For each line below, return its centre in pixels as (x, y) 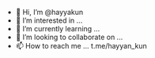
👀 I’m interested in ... (49, 20)
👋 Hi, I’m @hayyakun (49, 12)
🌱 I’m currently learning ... (58, 29)
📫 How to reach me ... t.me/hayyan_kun (81, 46)
